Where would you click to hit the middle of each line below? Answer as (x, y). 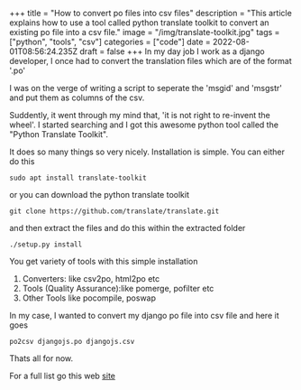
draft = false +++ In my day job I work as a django (172, 51)
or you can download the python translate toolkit (99, 195)
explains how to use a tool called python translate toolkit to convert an (139, 23)
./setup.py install (46, 245)
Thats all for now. (41, 358)
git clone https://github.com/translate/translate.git (114, 211)
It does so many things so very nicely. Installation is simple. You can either (147, 152)
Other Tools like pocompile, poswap (89, 298)
